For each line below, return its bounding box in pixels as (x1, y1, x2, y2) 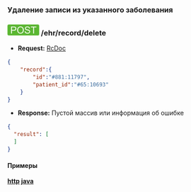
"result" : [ (13, 131, 50, 138)
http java (7, 177, 34, 186)
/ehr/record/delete (40, 28, 107, 38)
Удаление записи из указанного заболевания (7, 5, 173, 15)
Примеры (7, 161, 37, 169)
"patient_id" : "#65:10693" (33, 81, 110, 88)
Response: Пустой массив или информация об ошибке (17, 108, 184, 118)
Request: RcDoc (17, 44, 66, 52)
